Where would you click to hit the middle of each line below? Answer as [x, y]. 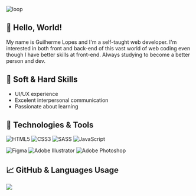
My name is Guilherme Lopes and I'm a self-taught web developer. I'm [92, 42]
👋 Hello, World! [34, 28]
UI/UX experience [36, 94]
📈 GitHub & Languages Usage [63, 170]
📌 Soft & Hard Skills [42, 80]
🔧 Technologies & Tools [50, 125]
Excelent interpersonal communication [61, 100]
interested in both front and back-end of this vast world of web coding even [98, 48]
